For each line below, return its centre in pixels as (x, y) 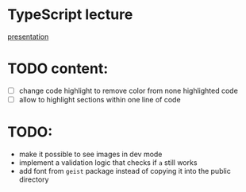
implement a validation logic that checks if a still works (108, 162)
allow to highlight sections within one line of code (100, 99)
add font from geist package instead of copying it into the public (125, 171)
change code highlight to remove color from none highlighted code (129, 90)
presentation (28, 36)
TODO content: (58, 69)
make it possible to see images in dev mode (90, 154)
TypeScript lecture (70, 15)
